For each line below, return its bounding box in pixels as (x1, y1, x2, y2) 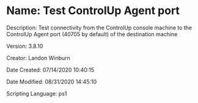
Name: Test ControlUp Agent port (6, 4, 180, 18)
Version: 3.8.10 (6, 42, 43, 50)
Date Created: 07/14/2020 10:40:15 (6, 66, 95, 74)
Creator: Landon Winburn (6, 54, 70, 61)
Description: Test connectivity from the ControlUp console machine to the (6, 24, 193, 31)
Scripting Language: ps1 (6, 90, 67, 97)
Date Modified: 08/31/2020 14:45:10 (6, 78, 97, 85)
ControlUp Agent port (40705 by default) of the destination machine (6, 30, 178, 37)
